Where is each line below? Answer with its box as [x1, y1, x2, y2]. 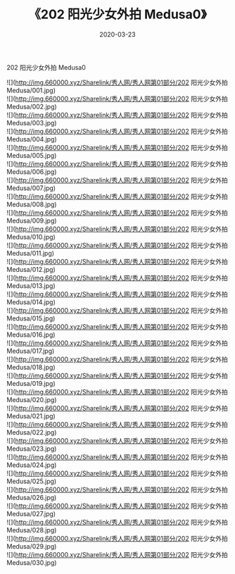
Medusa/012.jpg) [6, 265, 56, 273]
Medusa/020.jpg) [6, 395, 57, 404]
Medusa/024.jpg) [6, 461, 57, 469]
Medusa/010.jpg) [6, 232, 56, 241]
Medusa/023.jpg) [6, 444, 57, 453]
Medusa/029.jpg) [6, 542, 57, 550]
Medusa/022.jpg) [6, 428, 57, 437]
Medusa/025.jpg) [6, 477, 57, 485]
